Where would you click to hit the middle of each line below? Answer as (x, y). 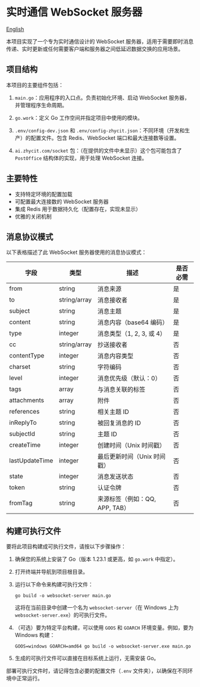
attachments (27, 400)
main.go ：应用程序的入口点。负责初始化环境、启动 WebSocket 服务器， (102, 97)
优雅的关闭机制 (33, 216)
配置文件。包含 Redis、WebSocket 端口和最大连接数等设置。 (105, 138)
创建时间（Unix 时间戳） (131, 446)
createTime (25, 445)
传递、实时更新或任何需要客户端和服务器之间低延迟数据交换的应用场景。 (95, 49)
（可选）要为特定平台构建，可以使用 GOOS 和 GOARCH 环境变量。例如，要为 (104, 628)
